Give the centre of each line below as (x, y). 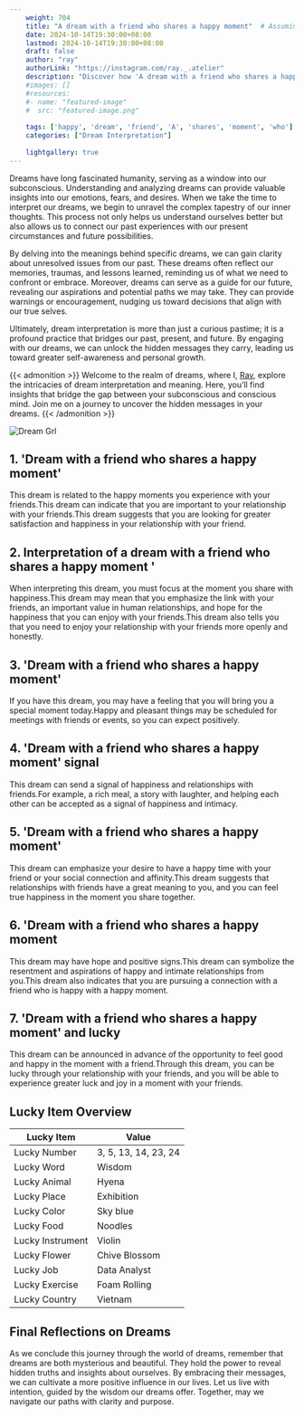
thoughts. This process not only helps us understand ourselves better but (146, 216)
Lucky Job (36, 1270)
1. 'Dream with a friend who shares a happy (133, 459)
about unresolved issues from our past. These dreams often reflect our (142, 262)
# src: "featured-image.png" (83, 110)
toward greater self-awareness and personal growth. (108, 357)
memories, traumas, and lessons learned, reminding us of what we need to (149, 272)
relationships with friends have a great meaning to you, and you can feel (144, 887)
